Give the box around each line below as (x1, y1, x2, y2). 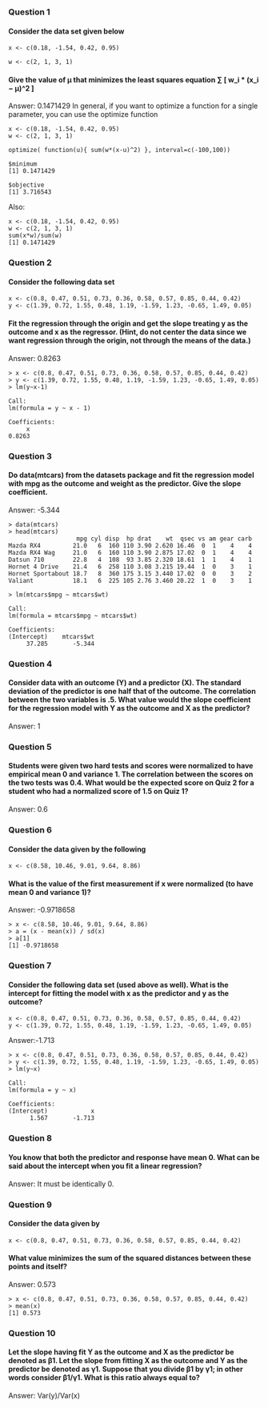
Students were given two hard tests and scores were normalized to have (8, 761, 254, 771)
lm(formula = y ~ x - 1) (8, 403, 91, 412)
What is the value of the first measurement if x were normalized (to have (8, 879, 254, 889)
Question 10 (8, 1327, 56, 1338)
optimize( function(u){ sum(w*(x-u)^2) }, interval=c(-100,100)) (8, 146, 230, 154)
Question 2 (8, 257, 52, 268)
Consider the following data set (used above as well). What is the (8, 980, 230, 989)
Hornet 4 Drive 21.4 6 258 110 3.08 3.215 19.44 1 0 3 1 (8, 563, 252, 571)
